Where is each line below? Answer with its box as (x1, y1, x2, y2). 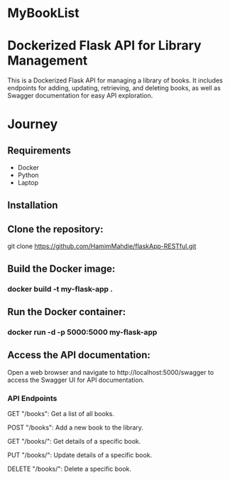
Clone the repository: (7, 223, 104, 235)
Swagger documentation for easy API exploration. (7, 91, 153, 100)
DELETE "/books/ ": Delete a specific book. (7, 464, 132, 474)
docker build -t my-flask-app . (7, 284, 114, 294)
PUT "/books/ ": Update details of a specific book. (7, 451, 153, 459)
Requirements (7, 144, 71, 156)
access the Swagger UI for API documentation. (7, 375, 145, 384)
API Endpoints (7, 393, 57, 403)
